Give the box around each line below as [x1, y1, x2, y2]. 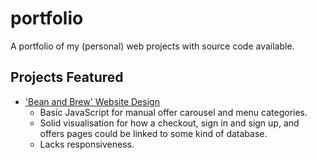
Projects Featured [10, 69, 124, 86]
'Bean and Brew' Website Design [24, 95, 160, 107]
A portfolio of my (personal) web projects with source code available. [10, 40, 295, 52]
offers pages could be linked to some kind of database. [39, 127, 268, 139]
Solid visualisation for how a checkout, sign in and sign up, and [39, 117, 300, 129]
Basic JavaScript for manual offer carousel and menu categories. [39, 106, 308, 118]
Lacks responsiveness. [39, 138, 135, 150]
